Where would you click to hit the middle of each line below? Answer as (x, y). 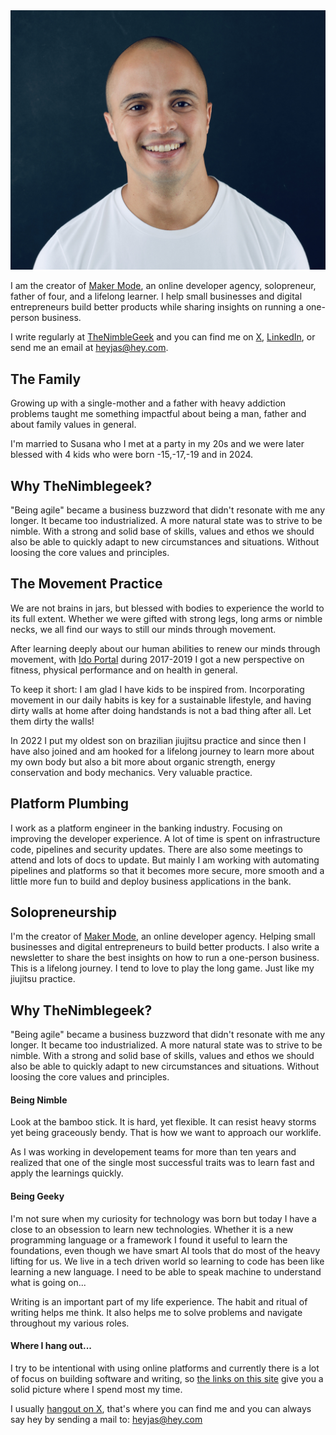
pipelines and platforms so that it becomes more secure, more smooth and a (167, 870)
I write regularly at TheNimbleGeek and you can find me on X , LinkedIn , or (163, 337)
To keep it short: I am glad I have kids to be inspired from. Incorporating (157, 689)
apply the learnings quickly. (67, 1173)
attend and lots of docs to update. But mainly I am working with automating (165, 860)
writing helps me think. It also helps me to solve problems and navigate (156, 1312)
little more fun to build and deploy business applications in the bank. (151, 881)
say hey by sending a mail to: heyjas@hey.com (106, 1419)
